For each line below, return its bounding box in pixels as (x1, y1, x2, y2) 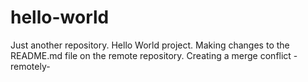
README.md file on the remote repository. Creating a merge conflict (10, 49, 292, 61)
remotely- (10, 60, 51, 72)
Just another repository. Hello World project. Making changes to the (10, 39, 290, 51)
